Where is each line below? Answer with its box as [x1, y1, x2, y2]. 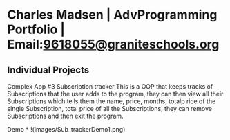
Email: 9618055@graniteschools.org [7, 37, 220, 52]
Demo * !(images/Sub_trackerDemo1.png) [7, 125, 126, 133]
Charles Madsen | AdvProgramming [7, 7, 218, 23]
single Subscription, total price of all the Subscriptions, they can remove [7, 105, 213, 112]
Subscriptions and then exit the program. [7, 112, 124, 120]
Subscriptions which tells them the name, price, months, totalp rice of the [7, 97, 216, 105]
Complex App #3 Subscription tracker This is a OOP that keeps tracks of [7, 82, 213, 90]
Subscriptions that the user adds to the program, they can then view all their [7, 90, 224, 98]
